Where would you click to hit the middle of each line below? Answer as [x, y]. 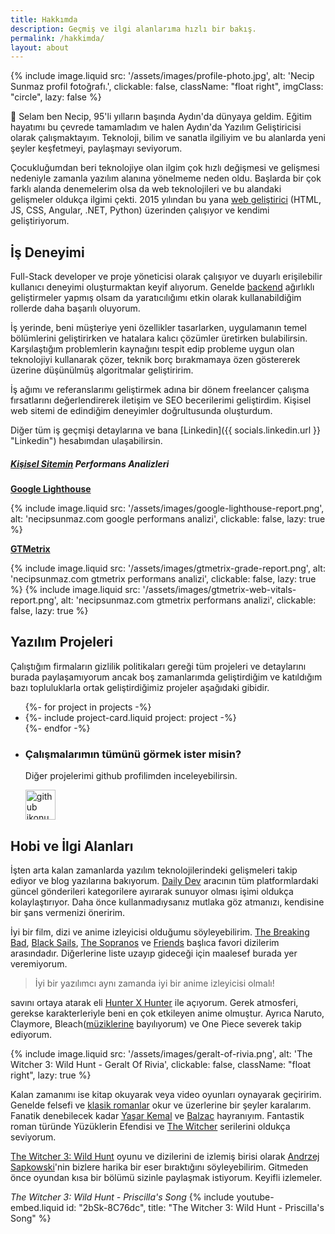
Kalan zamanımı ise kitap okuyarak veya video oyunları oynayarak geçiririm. [166, 1094]
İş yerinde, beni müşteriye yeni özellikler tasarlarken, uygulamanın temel [159, 328]
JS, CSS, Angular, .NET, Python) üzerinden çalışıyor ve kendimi [140, 210]
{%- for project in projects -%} [88, 707]
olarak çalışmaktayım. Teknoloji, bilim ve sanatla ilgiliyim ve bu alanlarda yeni [168, 138]
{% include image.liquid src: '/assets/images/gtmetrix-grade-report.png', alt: [168, 568]
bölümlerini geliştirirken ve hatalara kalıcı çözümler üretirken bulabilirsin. [159, 338]
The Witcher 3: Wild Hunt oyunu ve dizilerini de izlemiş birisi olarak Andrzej [165, 1156]
